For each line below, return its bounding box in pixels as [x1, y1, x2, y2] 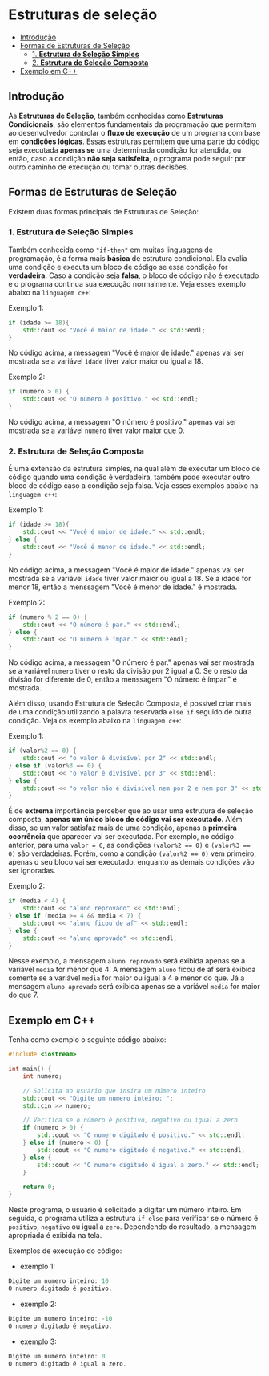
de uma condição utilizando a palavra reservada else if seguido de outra [8, 707, 252, 717]
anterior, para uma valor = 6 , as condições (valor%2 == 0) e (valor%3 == [8, 841, 251, 850]
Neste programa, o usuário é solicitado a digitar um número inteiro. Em [8, 1205, 242, 1215]
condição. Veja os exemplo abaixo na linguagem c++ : [8, 716, 182, 726]
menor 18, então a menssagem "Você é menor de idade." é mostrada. [8, 582, 238, 592]
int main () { [8, 1065, 52, 1073]
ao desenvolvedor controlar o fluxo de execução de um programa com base [8, 128, 261, 137]
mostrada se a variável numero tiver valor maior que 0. [8, 425, 185, 435]
